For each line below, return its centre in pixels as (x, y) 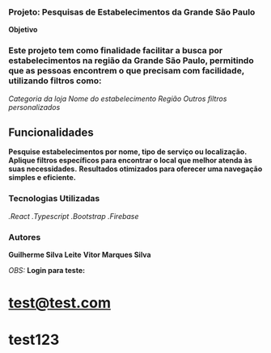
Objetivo (23, 30)
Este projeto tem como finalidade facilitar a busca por (116, 51)
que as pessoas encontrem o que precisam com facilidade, (127, 71)
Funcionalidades (51, 132)
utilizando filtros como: (55, 81)
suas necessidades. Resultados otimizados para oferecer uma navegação (135, 169)
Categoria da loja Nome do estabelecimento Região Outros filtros (118, 99)
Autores (25, 237)
